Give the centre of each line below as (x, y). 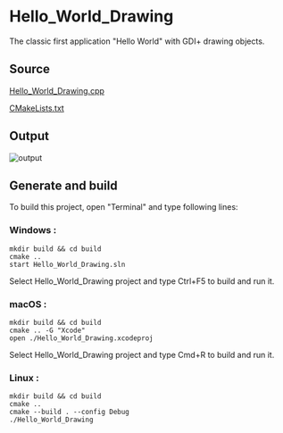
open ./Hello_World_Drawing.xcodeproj (81, 338)
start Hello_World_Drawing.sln (67, 264)
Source (30, 69)
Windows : (33, 230)
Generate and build (63, 185)
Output (29, 136)
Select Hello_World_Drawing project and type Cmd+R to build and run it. (142, 354)
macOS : (28, 304)
